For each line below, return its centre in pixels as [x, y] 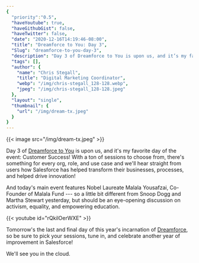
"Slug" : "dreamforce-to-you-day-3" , [57, 51]
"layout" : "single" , [37, 100]
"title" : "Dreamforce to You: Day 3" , [60, 45]
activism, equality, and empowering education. [63, 206]
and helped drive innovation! [41, 176]
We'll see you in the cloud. [38, 254]
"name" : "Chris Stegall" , [49, 73]
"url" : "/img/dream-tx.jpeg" [53, 111]
